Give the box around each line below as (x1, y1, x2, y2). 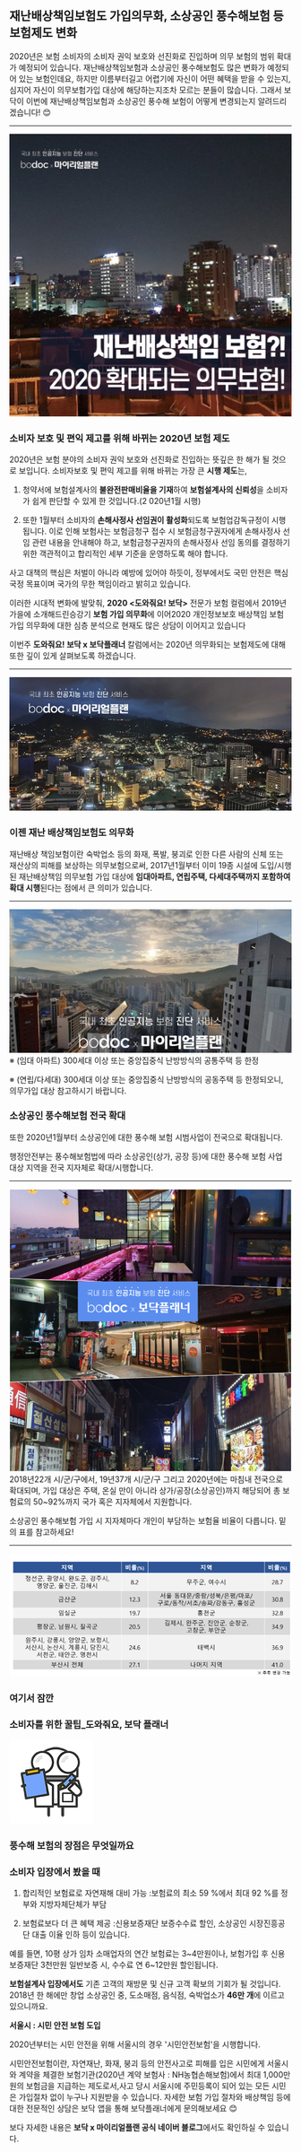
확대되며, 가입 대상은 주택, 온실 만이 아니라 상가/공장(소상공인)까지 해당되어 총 (9, 1485, 280, 1495)
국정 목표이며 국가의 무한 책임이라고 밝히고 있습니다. (9, 579, 191, 589)
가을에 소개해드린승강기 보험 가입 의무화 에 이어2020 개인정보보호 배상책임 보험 (9, 609, 285, 620)
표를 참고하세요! (18, 1526, 74, 1537)
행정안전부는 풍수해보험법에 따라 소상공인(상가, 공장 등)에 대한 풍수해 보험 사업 (9, 1151, 283, 1162)
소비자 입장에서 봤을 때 (9, 1866, 101, 1878)
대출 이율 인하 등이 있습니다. (31, 1930, 130, 1940)
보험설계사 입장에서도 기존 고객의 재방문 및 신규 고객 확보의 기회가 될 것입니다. (9, 1979, 281, 1990)
